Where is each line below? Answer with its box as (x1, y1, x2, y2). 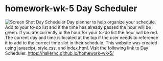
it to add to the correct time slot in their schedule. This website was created (5, 40, 158, 45)
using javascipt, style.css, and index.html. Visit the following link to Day (5, 45, 148, 51)
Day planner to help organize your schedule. (67, 19, 156, 25)
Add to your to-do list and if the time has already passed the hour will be (5, 24, 151, 30)
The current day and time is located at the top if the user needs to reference (5, 35, 159, 41)
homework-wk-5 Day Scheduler (5, 3, 138, 14)
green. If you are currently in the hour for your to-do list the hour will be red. (5, 29, 158, 35)
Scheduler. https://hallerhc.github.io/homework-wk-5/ (5, 50, 114, 56)
